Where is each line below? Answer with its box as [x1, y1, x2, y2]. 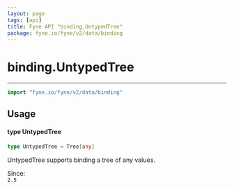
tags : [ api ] [7, 17, 42, 24]
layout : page [7, 10, 45, 17]
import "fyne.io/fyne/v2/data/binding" [7, 89, 123, 96]
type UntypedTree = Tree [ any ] [7, 143, 95, 150]
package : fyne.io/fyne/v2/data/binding [7, 29, 123, 37]
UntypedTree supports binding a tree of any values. [7, 156, 155, 164]
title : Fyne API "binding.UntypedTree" [7, 23, 123, 30]
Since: [7, 169, 26, 177]
